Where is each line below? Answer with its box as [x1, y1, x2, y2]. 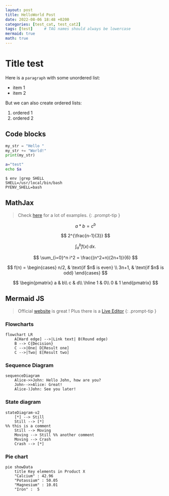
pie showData [5, 464, 33, 470]
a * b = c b [75, 222, 96, 229]
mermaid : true [5, 31, 36, 36]
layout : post [5, 7, 33, 13]
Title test [5, 58, 44, 69]
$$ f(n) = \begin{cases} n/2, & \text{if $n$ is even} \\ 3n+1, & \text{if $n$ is [7, 264, 164, 270]
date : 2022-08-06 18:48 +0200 [5, 17, 70, 22]
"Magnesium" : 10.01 [14, 482, 58, 487]
